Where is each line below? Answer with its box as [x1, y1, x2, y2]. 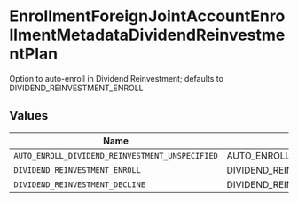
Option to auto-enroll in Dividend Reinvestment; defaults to [9, 73, 224, 83]
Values [9, 108, 49, 123]
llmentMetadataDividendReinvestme [9, 25, 286, 45]
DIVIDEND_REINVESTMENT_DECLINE [13, 179, 146, 190]
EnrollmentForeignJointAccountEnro [9, 6, 286, 27]
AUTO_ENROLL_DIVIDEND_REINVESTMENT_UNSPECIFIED [13, 151, 219, 160]
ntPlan [9, 44, 59, 64]
